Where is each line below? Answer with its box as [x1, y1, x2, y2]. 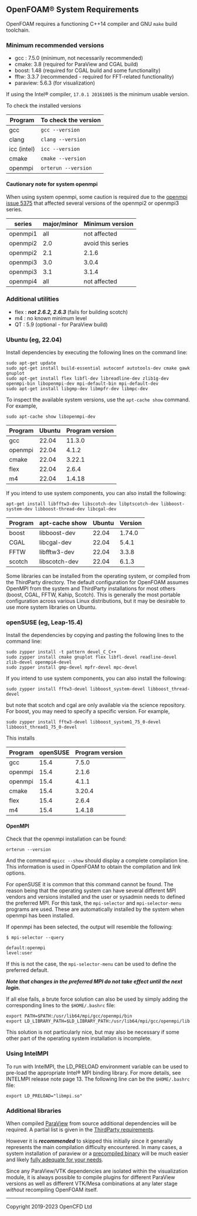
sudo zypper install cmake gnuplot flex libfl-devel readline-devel [6, 654, 177, 660]
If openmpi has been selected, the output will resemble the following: [6, 923, 173, 930]
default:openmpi [6, 945, 46, 951]
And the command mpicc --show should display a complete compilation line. [6, 857, 189, 864]
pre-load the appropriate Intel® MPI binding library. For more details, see [6, 1069, 181, 1076]
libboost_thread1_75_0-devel [6, 724, 77, 730]
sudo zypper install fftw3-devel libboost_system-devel [6, 686, 145, 692]
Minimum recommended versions [6, 41, 104, 49]
